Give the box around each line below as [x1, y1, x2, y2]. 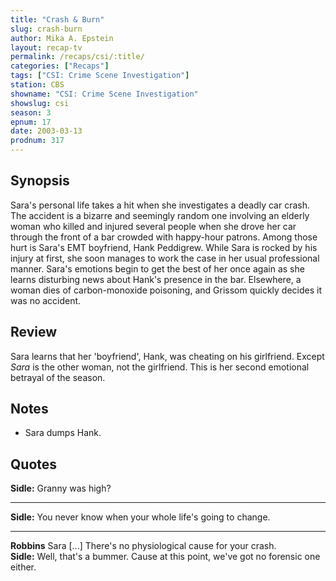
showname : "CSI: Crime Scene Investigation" [10, 89, 199, 99]
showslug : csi [10, 98, 70, 108]
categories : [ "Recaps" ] [10, 61, 110, 71]
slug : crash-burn [10, 24, 83, 34]
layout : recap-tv [10, 42, 83, 53]
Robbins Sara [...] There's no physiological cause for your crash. [10, 540, 277, 552]
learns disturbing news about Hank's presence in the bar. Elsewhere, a [10, 273, 302, 285]
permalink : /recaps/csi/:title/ [10, 52, 145, 62]
